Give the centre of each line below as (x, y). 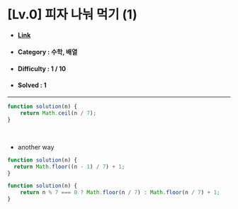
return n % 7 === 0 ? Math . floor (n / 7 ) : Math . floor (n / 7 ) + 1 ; (120, 193)
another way (36, 147)
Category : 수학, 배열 (47, 52)
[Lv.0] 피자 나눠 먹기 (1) (72, 15)
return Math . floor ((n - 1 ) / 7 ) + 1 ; (69, 166)
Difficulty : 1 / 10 (41, 69)
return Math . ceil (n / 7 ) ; (58, 113)
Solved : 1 (32, 85)
